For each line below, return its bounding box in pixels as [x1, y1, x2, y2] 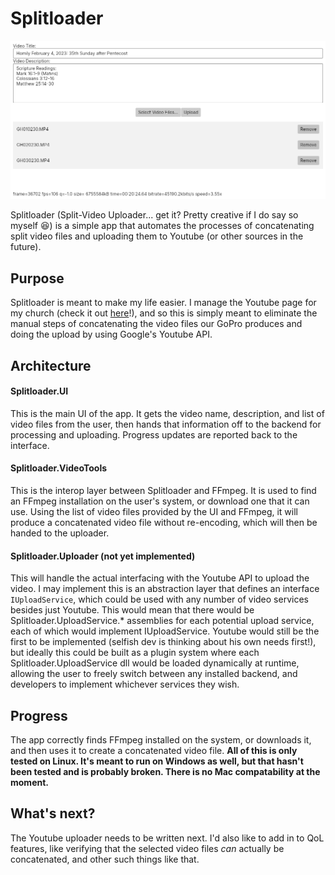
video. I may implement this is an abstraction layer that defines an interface [10, 583, 320, 595]
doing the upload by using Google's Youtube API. [10, 328, 213, 341]
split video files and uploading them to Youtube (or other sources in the [10, 230, 304, 242]
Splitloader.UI [10, 385, 69, 397]
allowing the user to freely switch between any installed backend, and [10, 668, 298, 680]
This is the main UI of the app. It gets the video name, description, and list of [10, 407, 325, 419]
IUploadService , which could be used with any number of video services [10, 593, 309, 606]
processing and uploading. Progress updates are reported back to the [10, 428, 298, 441]
